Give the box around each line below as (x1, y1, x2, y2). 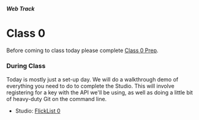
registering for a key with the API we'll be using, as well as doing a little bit (6, 89, 193, 96)
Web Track (6, 5, 35, 12)
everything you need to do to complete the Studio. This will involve (6, 82, 175, 89)
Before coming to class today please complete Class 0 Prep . (6, 47, 159, 54)
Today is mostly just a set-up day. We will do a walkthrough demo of (6, 75, 179, 83)
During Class (6, 62, 46, 70)
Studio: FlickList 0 (15, 107, 61, 114)
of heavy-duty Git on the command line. (6, 95, 107, 102)
